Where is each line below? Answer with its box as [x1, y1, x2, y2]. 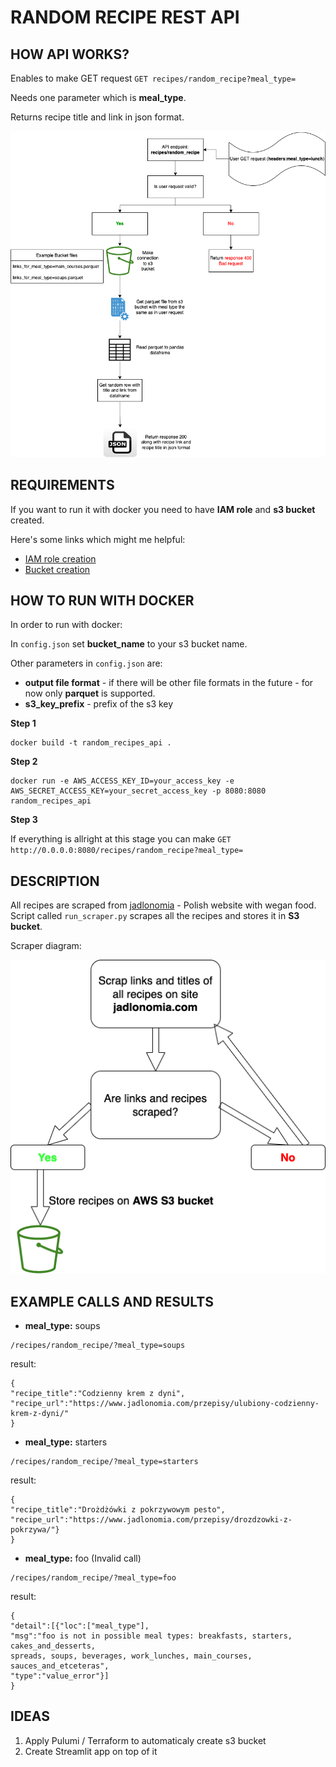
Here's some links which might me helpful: [10, 533, 186, 545]
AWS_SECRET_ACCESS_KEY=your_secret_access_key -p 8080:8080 [10, 786, 267, 796]
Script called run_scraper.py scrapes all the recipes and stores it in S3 [10, 910, 300, 922]
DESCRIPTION [10, 872, 100, 890]
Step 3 [10, 814, 38, 826]
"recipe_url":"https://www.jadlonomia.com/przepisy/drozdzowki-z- [10, 1515, 293, 1525]
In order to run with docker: [10, 619, 123, 631]
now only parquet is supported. [24, 687, 156, 700]
